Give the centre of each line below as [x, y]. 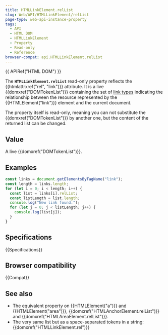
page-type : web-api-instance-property [46, 19]
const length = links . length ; [37, 184]
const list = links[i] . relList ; [44, 193]
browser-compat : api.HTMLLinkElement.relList [54, 57]
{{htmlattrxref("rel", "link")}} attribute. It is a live [55, 87]
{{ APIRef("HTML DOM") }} [33, 71]
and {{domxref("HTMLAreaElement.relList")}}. [60, 317]
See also [19, 294]
